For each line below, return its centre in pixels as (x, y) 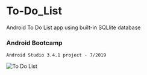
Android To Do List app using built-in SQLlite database (73, 27)
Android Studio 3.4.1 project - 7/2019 (56, 55)
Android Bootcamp (34, 43)
